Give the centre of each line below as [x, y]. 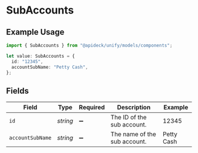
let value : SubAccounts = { [41, 56]
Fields [18, 91]
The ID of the [128, 117]
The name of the [133, 134]
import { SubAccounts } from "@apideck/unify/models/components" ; [89, 45]
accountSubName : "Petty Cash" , [50, 67]
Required [92, 108]
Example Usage [35, 32]
